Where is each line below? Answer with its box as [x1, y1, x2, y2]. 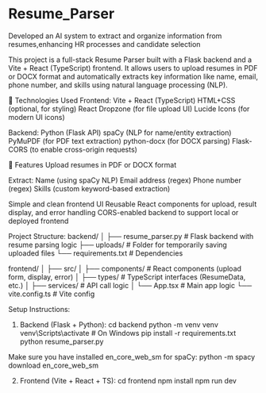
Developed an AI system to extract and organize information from [8, 31, 222, 40]
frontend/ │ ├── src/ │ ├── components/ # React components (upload [8, 264, 242, 273]
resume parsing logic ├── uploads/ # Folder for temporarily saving [8, 240, 228, 249]
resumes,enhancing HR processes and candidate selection [8, 39, 201, 48]
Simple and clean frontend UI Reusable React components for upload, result [8, 199, 257, 209]
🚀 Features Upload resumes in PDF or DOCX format [8, 160, 177, 169]
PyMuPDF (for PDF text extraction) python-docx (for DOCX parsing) [8, 136, 230, 145]
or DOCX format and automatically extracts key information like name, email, [8, 71, 258, 81]
